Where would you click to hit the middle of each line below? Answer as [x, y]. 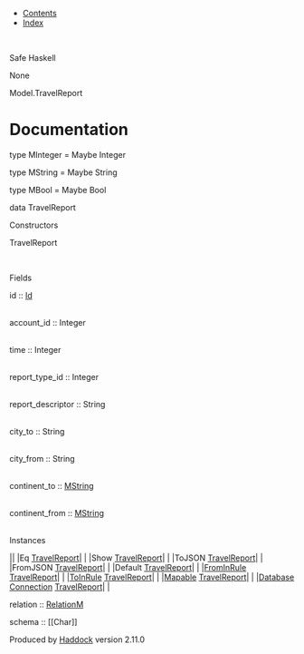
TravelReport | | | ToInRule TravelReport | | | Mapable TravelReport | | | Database [152, 577]
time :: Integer [35, 349]
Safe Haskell [33, 58]
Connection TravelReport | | [60, 586]
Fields [21, 278]
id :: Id [21, 295]
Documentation [69, 130]
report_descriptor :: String [57, 404]
